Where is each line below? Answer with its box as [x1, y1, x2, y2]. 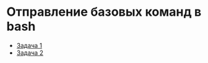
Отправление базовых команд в [6, 4, 202, 20]
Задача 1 [16, 41, 43, 49]
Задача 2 [16, 49, 44, 57]
